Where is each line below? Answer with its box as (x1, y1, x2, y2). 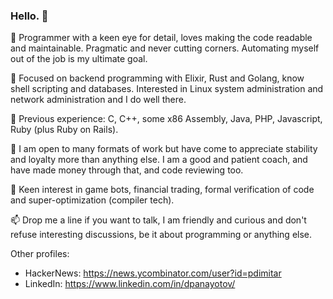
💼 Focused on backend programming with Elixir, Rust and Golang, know (10, 72, 305, 84)
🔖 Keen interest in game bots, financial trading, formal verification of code (10, 184, 315, 196)
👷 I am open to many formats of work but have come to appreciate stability (10, 143, 318, 155)
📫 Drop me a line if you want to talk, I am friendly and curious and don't (10, 214, 307, 226)
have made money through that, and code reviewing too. (10, 164, 244, 176)
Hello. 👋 (10, 9, 49, 23)
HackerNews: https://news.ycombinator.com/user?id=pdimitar (24, 267, 282, 279)
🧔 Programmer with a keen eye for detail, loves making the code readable (10, 32, 313, 44)
